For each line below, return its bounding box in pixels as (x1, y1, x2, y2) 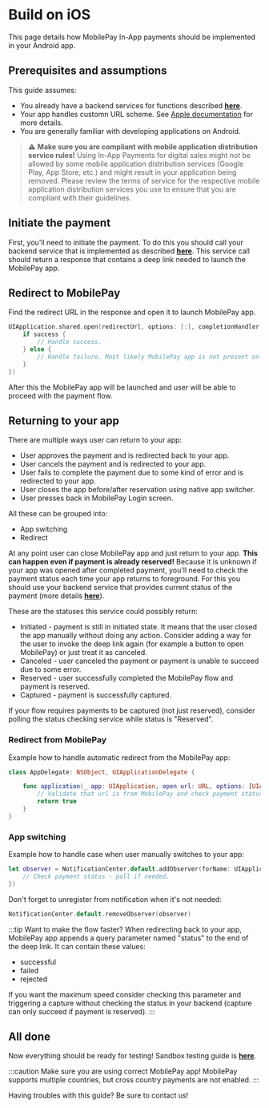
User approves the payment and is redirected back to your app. (19, 451, 230, 460)
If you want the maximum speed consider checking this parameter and (8, 989, 242, 999)
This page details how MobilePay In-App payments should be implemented (8, 32, 256, 42)
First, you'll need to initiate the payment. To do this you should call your (8, 237, 244, 247)
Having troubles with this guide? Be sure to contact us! (8, 1090, 189, 1100)
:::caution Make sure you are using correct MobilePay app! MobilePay (8, 1066, 238, 1076)
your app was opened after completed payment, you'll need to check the (8, 565, 249, 575)
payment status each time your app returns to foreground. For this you (8, 574, 241, 584)
